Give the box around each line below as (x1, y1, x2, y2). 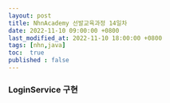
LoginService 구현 (8, 84, 78, 95)
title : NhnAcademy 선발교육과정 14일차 (8, 19, 128, 27)
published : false (8, 57, 69, 65)
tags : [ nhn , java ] (8, 42, 66, 50)
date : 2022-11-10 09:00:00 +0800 (8, 26, 120, 34)
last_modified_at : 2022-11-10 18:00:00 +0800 (8, 34, 162, 42)
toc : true (8, 49, 45, 57)
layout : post (8, 11, 52, 20)
